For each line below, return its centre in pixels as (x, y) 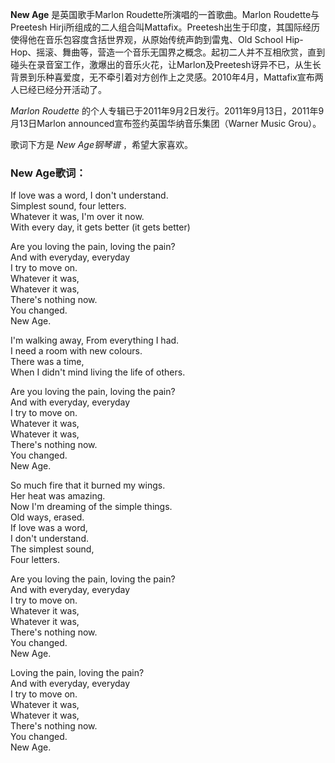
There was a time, (47, 362)
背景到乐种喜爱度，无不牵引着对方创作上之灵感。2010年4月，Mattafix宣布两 (167, 77)
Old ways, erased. (47, 517)
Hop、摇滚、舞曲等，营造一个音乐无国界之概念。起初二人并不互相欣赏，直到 (168, 52)
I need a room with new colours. (76, 351)
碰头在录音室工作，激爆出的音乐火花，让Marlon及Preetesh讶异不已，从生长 (166, 64)
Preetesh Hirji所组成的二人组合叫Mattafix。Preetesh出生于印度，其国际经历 (165, 27)
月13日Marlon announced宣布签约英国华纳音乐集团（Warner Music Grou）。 (166, 123)
